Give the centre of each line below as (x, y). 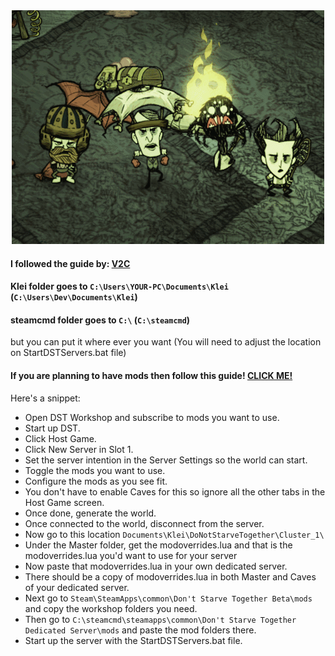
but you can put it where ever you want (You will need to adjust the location (166, 342)
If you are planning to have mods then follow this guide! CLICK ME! (151, 375)
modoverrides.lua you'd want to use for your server (131, 555)
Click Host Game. (60, 438)
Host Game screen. (64, 502)
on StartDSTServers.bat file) (68, 353)
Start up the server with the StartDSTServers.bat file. (133, 640)
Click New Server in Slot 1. (79, 449)
